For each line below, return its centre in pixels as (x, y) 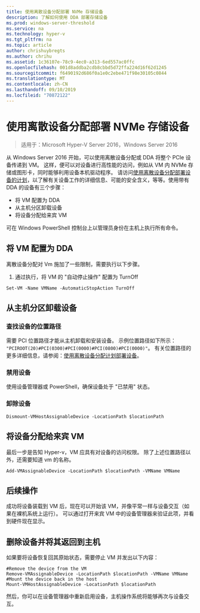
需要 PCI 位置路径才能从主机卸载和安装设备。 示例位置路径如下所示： (91, 341)
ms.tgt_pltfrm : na (29, 40)
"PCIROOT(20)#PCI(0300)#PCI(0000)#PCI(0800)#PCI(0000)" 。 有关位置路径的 (99, 348)
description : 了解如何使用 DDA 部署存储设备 (57, 17)
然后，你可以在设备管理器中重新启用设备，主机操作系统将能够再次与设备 (95, 596)
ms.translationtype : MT (36, 78)
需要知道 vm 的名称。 (48, 460)
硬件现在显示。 (30, 521)
